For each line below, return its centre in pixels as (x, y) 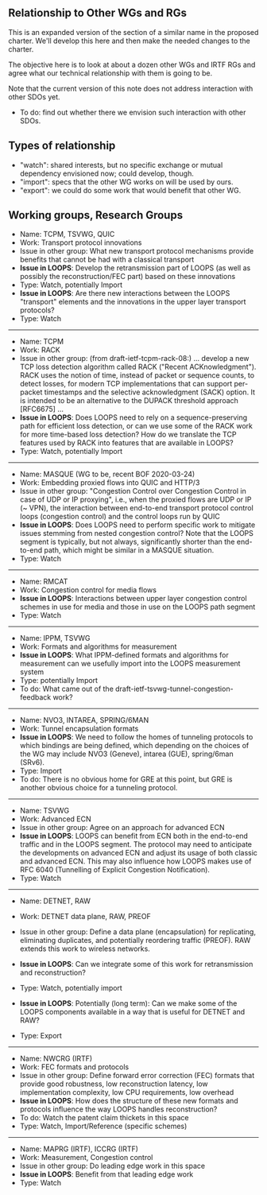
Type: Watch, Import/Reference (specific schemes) (103, 1126)
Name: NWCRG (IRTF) (56, 1059)
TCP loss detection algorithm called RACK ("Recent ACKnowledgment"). (138, 367)
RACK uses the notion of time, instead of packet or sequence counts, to (137, 375)
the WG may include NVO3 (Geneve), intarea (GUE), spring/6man (126, 754)
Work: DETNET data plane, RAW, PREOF (85, 917)
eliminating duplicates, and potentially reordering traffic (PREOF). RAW (135, 941)
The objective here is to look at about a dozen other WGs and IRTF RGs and (132, 64)
